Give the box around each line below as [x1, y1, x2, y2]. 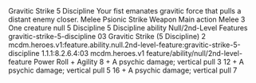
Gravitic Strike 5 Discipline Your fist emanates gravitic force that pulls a [8, 6, 242, 15]
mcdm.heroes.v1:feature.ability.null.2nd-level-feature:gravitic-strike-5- [8, 40, 241, 49]
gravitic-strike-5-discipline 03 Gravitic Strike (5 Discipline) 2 [8, 32, 206, 41]
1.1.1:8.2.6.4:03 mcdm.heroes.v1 [41, 49, 145, 57]
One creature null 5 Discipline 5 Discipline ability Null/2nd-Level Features [8, 23, 249, 33]
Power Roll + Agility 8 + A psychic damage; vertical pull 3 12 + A [33, 57, 245, 66]
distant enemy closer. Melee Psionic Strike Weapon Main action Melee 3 [8, 14, 246, 24]
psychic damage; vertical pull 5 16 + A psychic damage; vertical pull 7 [8, 65, 238, 75]
